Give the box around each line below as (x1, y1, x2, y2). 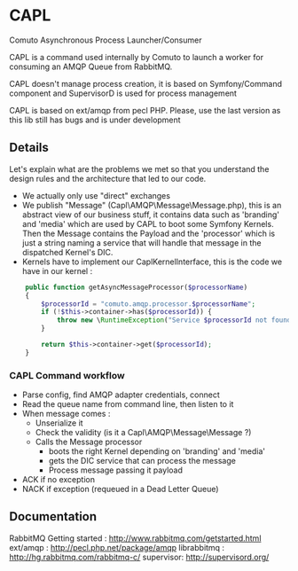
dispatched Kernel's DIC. (21, 246, 114, 257)
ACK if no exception (21, 474, 96, 485)
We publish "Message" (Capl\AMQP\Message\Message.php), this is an (21, 199, 282, 210)
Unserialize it (35, 418, 83, 428)
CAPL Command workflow (9, 369, 126, 381)
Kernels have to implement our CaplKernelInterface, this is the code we (21, 256, 282, 267)
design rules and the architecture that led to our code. (9, 173, 207, 184)
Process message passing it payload (48, 465, 184, 475)
